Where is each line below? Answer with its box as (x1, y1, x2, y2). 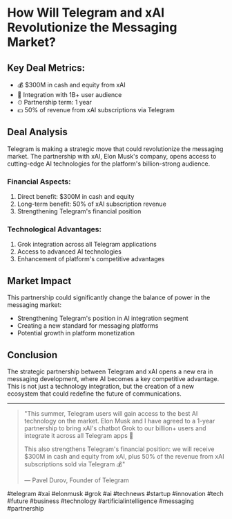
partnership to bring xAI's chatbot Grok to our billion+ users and (23, 424, 206, 432)
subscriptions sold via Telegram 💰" (23, 460, 126, 468)
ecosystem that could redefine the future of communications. (7, 389, 182, 398)
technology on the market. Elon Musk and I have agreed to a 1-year (23, 417, 215, 425)
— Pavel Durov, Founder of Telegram (23, 476, 129, 484)
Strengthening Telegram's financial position (17, 207, 142, 215)
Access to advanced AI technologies (17, 247, 122, 256)
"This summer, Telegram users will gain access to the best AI (23, 410, 198, 418)
